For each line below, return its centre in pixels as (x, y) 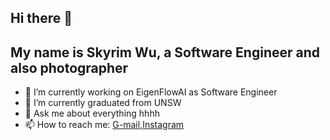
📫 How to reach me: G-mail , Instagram (104, 125)
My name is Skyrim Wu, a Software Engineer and (165, 52)
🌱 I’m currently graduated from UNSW (103, 103)
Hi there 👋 (41, 18)
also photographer (69, 67)
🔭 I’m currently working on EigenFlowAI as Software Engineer (151, 92)
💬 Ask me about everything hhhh (92, 113)
